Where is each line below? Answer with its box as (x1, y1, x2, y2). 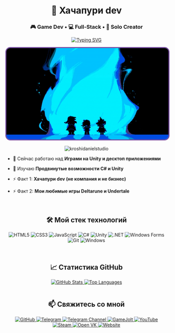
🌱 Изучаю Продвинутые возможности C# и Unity (12, 166, 124, 172)
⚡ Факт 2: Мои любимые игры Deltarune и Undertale (12, 188, 130, 195)
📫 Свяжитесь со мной (48, 300, 125, 309)
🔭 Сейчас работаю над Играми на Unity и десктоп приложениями (12, 155, 161, 162)
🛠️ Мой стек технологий (46, 216, 127, 224)
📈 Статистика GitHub (50, 262, 123, 272)
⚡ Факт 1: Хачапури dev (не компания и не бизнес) (12, 176, 126, 182)
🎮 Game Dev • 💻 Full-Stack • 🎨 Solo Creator (30, 23, 143, 30)
